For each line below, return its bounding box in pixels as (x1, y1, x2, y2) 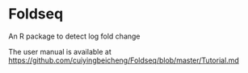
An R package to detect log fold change (8, 31, 141, 41)
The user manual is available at (8, 47, 111, 56)
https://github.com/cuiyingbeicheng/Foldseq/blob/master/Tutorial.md (8, 55, 240, 65)
